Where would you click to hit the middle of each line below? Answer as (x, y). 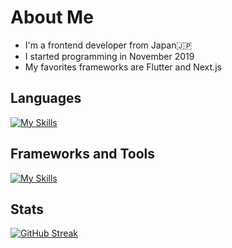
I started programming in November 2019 (109, 56)
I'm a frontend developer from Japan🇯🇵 (108, 45)
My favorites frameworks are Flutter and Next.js (123, 67)
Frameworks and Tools (83, 154)
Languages (46, 98)
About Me (52, 17)
